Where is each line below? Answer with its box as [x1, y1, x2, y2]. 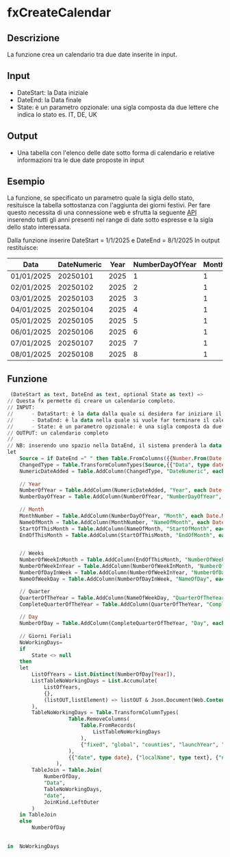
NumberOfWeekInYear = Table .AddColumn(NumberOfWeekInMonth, [19, 563, 194, 570]
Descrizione [7, 32, 60, 44]
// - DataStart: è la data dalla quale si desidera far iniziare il [7, 410, 222, 417]
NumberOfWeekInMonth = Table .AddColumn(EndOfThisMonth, [19, 556, 183, 564]
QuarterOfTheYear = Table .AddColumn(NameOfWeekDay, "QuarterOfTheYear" [19, 594, 228, 602]
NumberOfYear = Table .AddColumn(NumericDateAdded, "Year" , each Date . [19, 487, 225, 494]
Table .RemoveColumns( [68, 716, 130, 722]
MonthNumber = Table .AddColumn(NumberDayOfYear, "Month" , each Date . [19, 512, 222, 519]
